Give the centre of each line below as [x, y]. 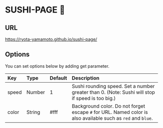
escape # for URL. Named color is [110, 112]
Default [58, 78]
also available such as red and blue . [113, 118]
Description [86, 78]
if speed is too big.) [94, 98]
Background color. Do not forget [109, 106]
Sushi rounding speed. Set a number [114, 86]
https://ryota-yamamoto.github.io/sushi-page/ [51, 39]
